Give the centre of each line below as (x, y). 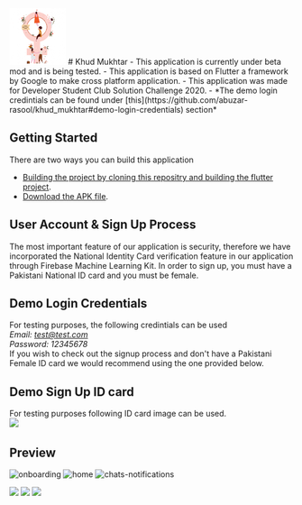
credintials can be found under (66, 100)
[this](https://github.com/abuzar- (186, 100)
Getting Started (54, 138)
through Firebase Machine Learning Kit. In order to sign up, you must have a (151, 265)
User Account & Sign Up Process (103, 225)
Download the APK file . (65, 196)
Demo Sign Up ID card (72, 392)
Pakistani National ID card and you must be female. (104, 275)
